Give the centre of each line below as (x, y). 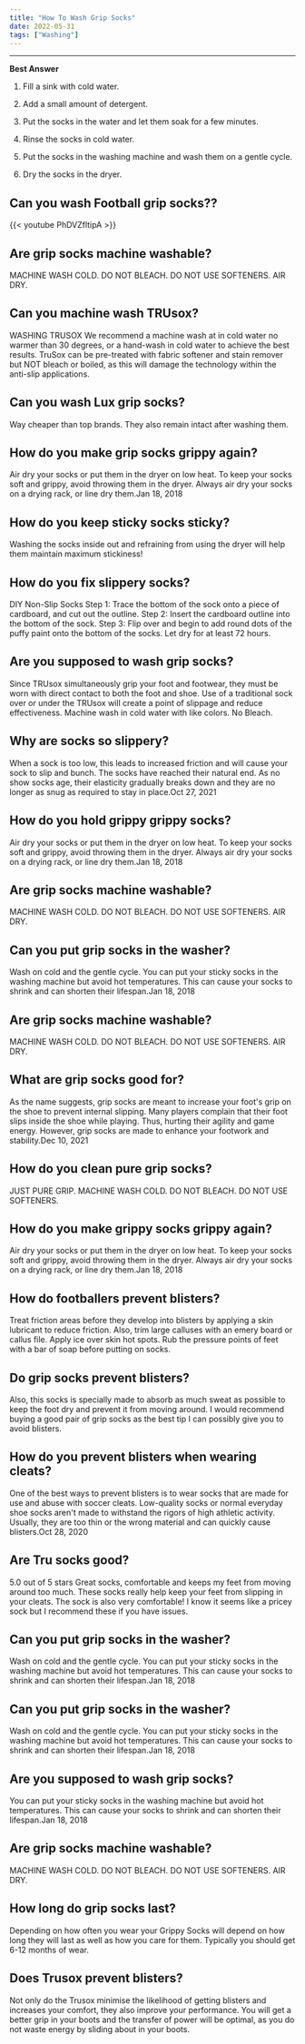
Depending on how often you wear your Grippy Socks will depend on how (148, 1931)
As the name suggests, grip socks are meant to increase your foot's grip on (151, 1101)
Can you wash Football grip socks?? (113, 203)
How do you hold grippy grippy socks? (120, 821)
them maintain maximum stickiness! (76, 554)
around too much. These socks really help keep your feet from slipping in (146, 1592)
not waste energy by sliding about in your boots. (100, 2029)
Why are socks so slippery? (89, 741)
